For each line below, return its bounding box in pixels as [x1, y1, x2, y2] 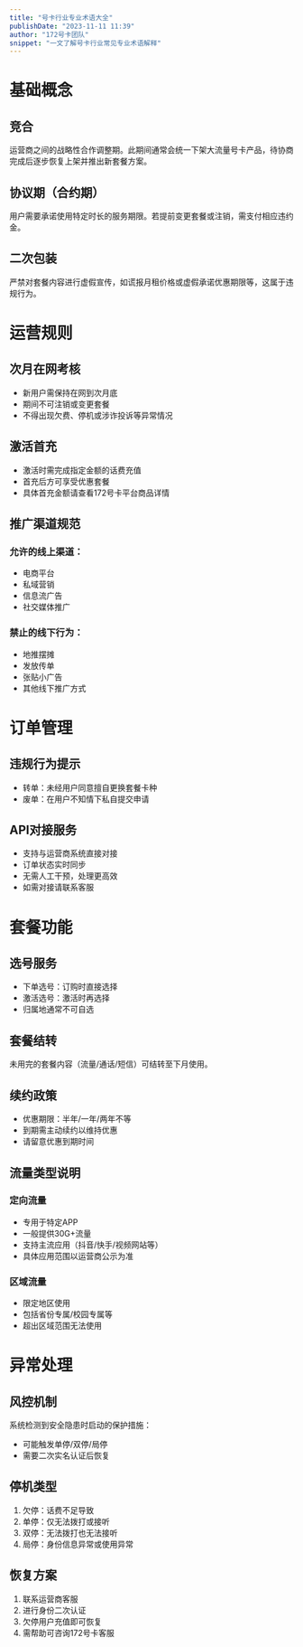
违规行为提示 [9, 757, 81, 772]
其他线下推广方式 [22, 682, 87, 693]
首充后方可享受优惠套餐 [22, 475, 110, 486]
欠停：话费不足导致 [22, 1504, 95, 1515]
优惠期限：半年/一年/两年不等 [22, 1114, 132, 1125]
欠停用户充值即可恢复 [22, 1615, 102, 1627]
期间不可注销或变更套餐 [22, 399, 110, 409]
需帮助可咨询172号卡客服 [22, 1627, 115, 1638]
